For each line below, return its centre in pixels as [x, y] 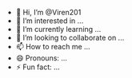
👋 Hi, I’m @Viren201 [48, 12]
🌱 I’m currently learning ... [58, 29]
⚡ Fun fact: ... [38, 67]
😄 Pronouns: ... [42, 58]
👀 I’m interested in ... [50, 21]
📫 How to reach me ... [53, 47]
